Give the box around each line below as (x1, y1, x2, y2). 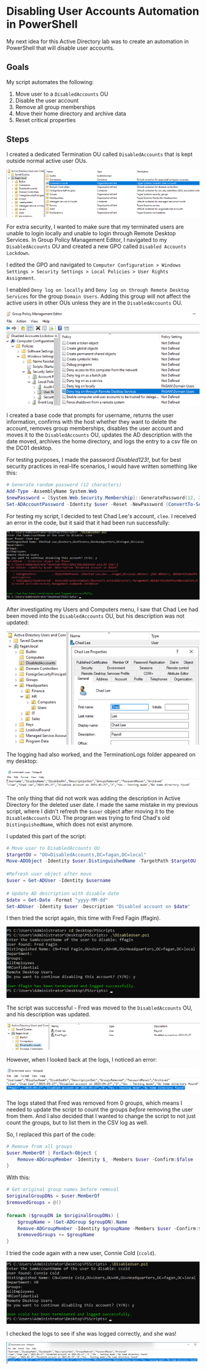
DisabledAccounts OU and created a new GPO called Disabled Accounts (6, 243, 187, 250)
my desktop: (6, 757, 38, 765)
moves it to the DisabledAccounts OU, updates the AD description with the (6, 431, 193, 438)
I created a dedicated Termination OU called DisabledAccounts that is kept (6, 150, 193, 158)
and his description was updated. (6, 1010, 91, 1018)
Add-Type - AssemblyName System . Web (6, 488, 97, 495)
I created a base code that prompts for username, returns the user (6, 411, 174, 419)
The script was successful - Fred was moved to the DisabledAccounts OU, (6, 1004, 193, 1011)
